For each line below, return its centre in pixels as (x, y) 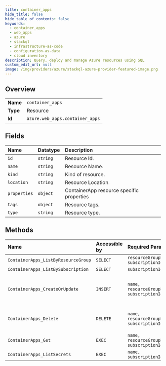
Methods (19, 230)
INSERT (104, 289)
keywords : (15, 23)
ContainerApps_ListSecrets (39, 355)
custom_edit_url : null (28, 65)
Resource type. (83, 213)
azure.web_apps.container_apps (63, 118)
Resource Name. (84, 166)
